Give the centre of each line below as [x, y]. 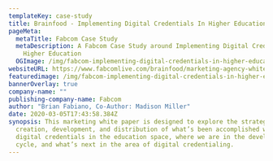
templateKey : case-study [50, 16]
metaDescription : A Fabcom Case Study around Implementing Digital [132, 46]
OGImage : [30, 62]
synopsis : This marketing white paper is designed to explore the [123, 122]
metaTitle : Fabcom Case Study [67, 39]
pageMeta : [25, 31]
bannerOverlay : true [43, 84]
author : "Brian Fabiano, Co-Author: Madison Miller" [100, 107]
